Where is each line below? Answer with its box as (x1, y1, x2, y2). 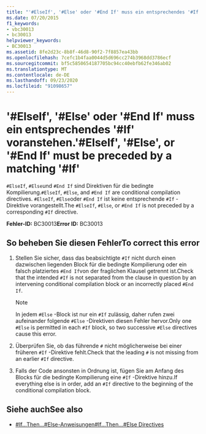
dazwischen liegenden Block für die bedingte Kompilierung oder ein (15, 260, 187, 268)
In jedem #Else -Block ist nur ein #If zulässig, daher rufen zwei (15, 311, 175, 318)
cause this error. (15, 330, 57, 338)
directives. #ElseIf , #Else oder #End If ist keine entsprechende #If (6, 195, 175, 203)
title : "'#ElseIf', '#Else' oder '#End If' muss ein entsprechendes (6, 9, 185, 15)
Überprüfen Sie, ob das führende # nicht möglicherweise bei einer (15, 342, 182, 349)
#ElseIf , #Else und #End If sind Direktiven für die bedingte (6, 182, 154, 189)
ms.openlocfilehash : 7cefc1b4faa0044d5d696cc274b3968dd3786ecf (6, 55, 172, 61)
